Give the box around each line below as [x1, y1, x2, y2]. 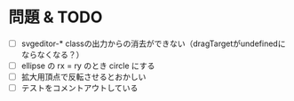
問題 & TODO [8, 7, 103, 27]
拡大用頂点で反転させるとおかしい [20, 72, 147, 82]
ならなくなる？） [20, 50, 84, 59]
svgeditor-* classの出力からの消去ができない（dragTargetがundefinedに [20, 38, 286, 49]
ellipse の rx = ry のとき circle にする [20, 60, 155, 71]
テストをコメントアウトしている [20, 82, 139, 93]
